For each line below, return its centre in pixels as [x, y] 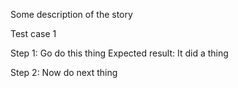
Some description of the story [71, 14]
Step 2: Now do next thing [64, 72]
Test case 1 [33, 33]
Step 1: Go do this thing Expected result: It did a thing [119, 53]
